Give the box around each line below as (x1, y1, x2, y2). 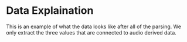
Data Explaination (6, 4, 94, 17)
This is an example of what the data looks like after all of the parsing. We (6, 23, 182, 30)
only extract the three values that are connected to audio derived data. (6, 29, 177, 36)
